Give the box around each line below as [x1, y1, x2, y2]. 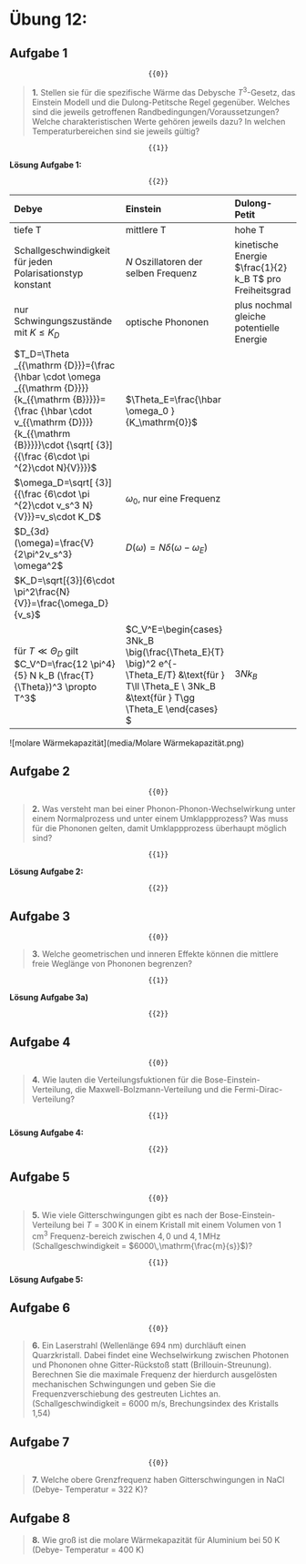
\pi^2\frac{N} [14, 585, 70, 598]
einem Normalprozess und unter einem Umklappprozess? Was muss [31, 813, 289, 824]
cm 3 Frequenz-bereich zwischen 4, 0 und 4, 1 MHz [31, 1229, 221, 1242]
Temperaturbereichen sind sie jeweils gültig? [31, 126, 200, 137]
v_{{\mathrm [14, 415, 66, 428]
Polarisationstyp [14, 267, 84, 279]
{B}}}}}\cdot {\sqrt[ [14, 438, 94, 451]
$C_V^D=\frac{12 [14, 658, 88, 671]
